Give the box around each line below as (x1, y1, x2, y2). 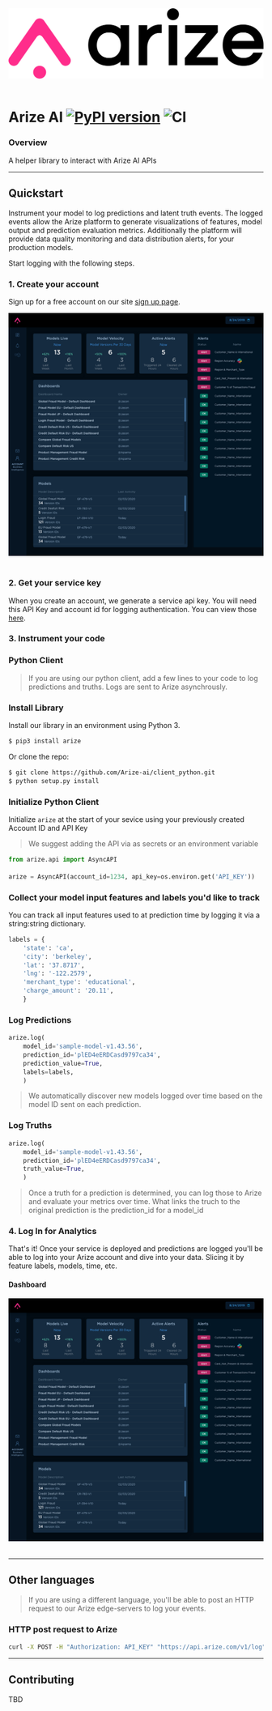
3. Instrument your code (8, 633, 105, 645)
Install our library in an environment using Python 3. (8, 721, 181, 730)
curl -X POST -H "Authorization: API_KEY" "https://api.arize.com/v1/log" (8, 1643, 266, 1651)
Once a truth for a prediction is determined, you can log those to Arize (28, 1188, 262, 1198)
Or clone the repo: (8, 751, 70, 761)
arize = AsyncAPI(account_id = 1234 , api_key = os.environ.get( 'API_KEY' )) (8, 872, 255, 881)
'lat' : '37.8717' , (23, 961, 85, 969)
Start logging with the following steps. (8, 258, 135, 268)
